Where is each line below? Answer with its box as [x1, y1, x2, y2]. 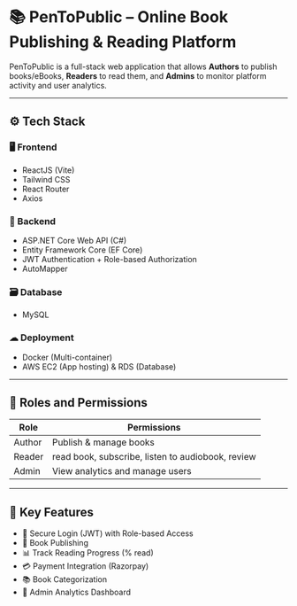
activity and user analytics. [9, 80, 108, 90]
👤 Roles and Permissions [9, 395, 148, 410]
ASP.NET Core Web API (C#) [21, 235, 126, 245]
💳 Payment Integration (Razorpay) [21, 561, 149, 571]
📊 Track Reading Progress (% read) [21, 548, 155, 558]
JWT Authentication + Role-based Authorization [21, 253, 197, 264]
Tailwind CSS [21, 174, 71, 184]
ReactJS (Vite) [21, 165, 75, 175]
